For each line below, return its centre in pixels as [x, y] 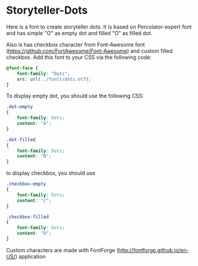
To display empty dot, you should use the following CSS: [75, 96]
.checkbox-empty [26, 184]
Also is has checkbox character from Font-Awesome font [76, 45]
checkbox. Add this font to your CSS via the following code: [79, 57]
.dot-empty [20, 107]
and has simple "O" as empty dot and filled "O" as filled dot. [79, 33]
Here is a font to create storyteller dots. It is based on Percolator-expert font [99, 27]
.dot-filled [21, 140]
